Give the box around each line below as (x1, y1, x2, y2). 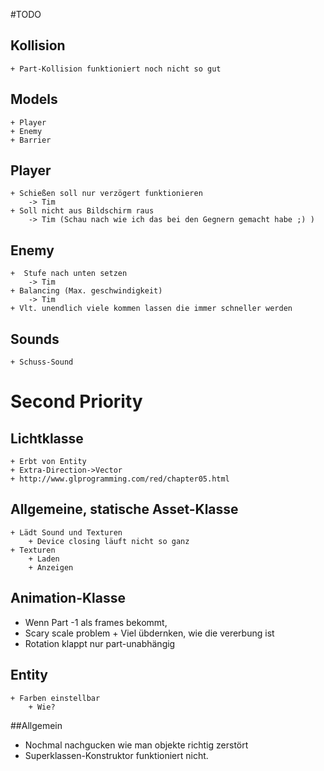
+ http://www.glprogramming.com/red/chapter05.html (10, 474, 230, 484)
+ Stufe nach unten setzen (10, 269, 128, 279)
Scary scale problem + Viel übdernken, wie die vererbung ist (24, 627, 275, 639)
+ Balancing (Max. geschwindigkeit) (10, 286, 163, 296)
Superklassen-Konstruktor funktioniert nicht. (24, 749, 209, 761)
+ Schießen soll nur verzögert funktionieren (10, 189, 203, 199)
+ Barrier (10, 135, 52, 145)
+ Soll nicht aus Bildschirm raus (10, 206, 155, 216)
